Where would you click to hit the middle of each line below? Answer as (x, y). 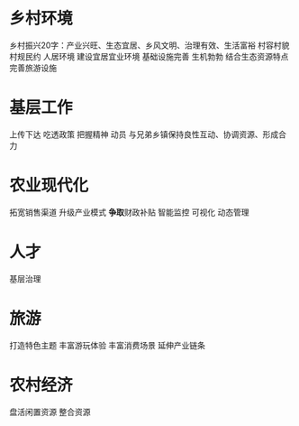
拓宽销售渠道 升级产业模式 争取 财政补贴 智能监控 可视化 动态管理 (129, 212)
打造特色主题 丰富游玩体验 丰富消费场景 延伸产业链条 (107, 345)
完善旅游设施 (33, 68)
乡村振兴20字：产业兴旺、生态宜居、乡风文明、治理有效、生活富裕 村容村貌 (149, 45)
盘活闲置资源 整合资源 (50, 412)
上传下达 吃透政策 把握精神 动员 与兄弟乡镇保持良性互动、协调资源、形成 (144, 134)
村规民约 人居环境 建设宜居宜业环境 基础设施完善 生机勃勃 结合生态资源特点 (149, 56)
